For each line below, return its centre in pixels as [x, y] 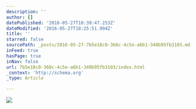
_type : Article [25, 78]
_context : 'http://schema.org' [45, 73]
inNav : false [22, 61]
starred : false [25, 39]
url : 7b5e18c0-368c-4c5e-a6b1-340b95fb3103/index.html [76, 67]
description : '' [26, 12]
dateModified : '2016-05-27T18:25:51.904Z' [60, 28]
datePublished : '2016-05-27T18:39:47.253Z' [61, 23]
